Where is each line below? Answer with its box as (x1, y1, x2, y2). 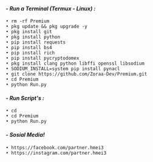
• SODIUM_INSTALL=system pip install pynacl (5, 66, 120, 72)
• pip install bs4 (5, 45, 52, 51)
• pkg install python (5, 34, 61, 40)
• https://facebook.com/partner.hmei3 (5, 144, 104, 151)
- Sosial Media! (5, 131, 45, 138)
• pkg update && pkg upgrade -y (5, 24, 87, 30)
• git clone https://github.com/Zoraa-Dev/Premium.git (5, 71, 148, 77)
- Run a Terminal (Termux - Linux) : (5, 5, 96, 12)
